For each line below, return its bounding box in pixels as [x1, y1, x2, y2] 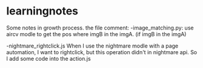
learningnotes [6, 4, 79, 18]
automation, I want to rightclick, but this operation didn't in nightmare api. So [6, 48, 198, 55]
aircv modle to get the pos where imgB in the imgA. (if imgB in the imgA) [6, 30, 187, 37]
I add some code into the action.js [6, 55, 91, 62]
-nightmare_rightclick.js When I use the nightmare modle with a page [6, 42, 179, 49]
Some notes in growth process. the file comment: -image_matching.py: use [6, 24, 194, 31]
